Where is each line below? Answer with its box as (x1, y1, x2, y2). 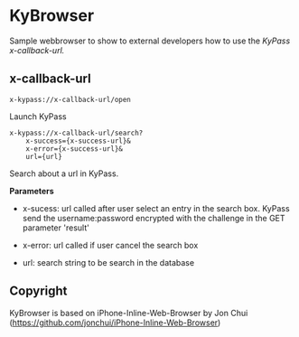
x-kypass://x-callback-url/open (9, 95, 131, 104)
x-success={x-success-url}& (25, 136, 131, 145)
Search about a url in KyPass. (9, 168, 119, 179)
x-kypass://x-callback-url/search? (9, 128, 144, 137)
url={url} (25, 152, 63, 161)
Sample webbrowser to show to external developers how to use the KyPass (9, 35, 291, 46)
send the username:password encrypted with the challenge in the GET (22, 212, 286, 223)
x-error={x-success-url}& (25, 144, 124, 154)
